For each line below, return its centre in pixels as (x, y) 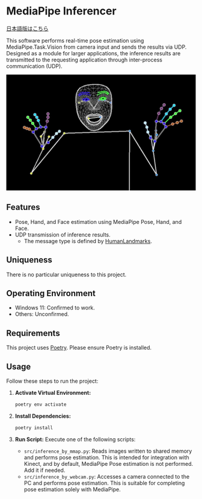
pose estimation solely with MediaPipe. (72, 489)
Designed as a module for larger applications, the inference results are (93, 53)
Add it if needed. (44, 470)
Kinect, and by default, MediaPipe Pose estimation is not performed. (109, 463)
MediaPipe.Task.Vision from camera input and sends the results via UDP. (96, 47)
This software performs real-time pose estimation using (75, 40)
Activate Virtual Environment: (53, 393)
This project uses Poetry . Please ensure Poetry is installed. (79, 348)
